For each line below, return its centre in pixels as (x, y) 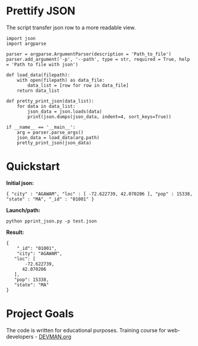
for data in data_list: (46, 106)
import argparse (26, 44)
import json (21, 38)
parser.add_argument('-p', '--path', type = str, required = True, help (98, 59)
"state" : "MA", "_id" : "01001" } (50, 199)
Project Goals (40, 314)
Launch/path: (23, 210)
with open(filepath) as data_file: (61, 80)
